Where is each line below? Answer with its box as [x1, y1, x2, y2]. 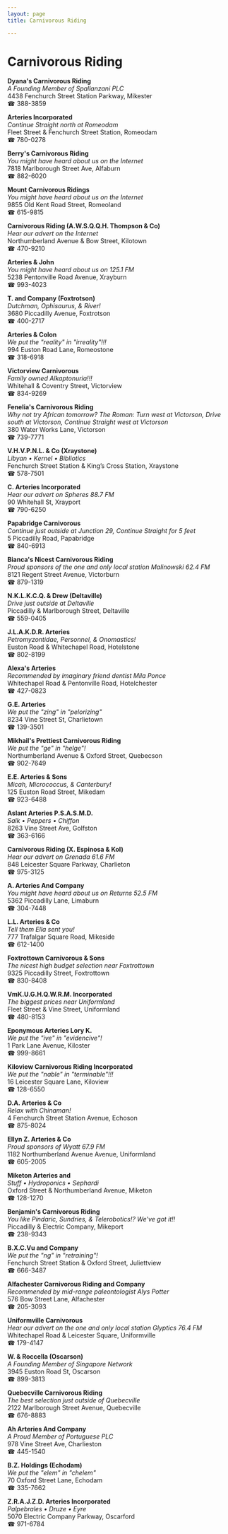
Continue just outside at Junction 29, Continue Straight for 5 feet [7, 527, 196, 535]
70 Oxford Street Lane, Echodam [7, 1476, 103, 1485]
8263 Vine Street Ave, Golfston [7, 824, 97, 833]
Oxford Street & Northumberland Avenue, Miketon [7, 1186, 152, 1195]
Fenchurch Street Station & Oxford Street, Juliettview [7, 1259, 162, 1267]
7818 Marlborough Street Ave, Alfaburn [7, 164, 121, 173]
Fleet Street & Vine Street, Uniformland [7, 1005, 120, 1014]
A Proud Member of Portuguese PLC [7, 1432, 114, 1441]
